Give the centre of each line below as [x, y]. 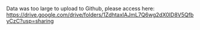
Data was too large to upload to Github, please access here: [80, 9]
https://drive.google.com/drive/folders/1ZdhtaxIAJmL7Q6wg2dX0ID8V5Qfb [100, 15]
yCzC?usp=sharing [30, 21]
